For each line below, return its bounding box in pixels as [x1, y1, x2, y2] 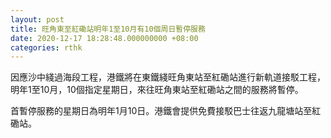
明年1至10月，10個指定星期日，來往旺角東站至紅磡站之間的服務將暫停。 [10, 84, 304, 96]
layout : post [10, 14, 65, 25]
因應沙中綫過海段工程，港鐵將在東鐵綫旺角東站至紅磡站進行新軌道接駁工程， [10, 71, 326, 83]
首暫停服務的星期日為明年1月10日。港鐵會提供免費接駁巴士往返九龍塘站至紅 [10, 105, 322, 117]
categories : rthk [10, 42, 83, 53]
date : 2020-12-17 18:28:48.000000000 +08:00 [10, 33, 199, 43]
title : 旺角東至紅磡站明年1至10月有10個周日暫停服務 [10, 24, 206, 34]
